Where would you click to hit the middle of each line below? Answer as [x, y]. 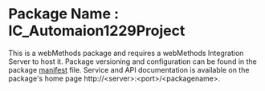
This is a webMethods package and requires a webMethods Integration [126, 53]
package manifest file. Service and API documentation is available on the [129, 69]
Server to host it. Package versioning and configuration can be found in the [132, 61]
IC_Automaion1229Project [97, 31]
